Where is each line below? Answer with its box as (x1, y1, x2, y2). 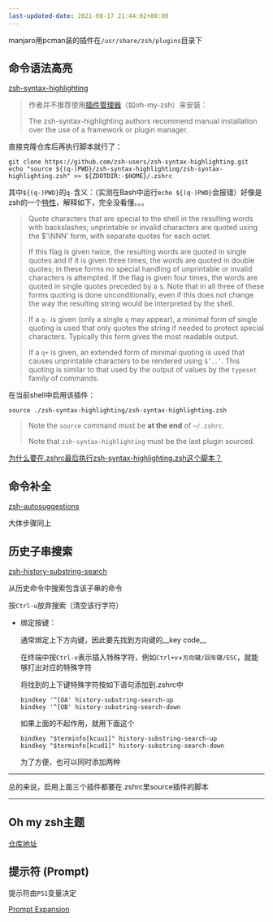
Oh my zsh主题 (8, 815, 85, 829)
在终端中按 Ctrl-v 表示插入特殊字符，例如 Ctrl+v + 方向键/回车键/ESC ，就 (19, 652, 252, 663)
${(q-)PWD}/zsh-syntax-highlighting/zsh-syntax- (55, 165, 223, 173)
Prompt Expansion (8, 904, 71, 914)
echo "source (8, 165, 53, 173)
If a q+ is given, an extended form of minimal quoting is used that (28, 347, 245, 358)
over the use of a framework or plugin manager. (28, 125, 188, 135)
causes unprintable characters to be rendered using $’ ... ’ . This (28, 356, 240, 366)
